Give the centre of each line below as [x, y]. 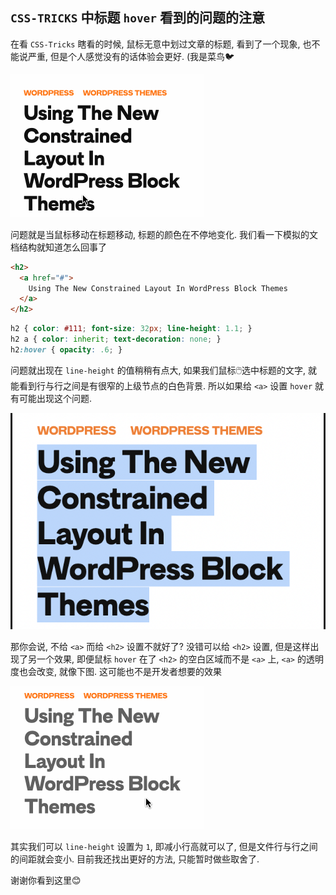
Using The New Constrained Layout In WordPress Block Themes [158, 288]
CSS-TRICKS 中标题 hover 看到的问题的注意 [138, 18]
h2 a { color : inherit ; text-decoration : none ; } [116, 339]
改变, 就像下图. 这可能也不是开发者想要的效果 [129, 672]
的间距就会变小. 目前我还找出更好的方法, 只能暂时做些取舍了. [135, 859]
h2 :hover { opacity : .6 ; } [66, 349]
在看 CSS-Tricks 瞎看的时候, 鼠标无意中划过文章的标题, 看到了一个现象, [155, 44]
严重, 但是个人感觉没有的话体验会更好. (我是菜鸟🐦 [131, 56]
